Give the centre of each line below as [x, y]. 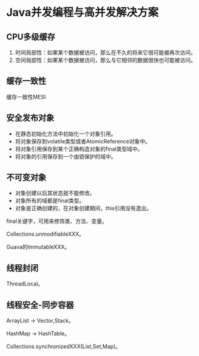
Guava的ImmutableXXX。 [38, 247]
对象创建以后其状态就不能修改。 [55, 193]
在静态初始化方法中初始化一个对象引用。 [66, 134]
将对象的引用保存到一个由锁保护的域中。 [66, 156]
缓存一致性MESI [26, 97]
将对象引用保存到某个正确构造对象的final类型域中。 [79, 149]
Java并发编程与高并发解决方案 [83, 12]
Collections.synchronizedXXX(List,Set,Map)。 [64, 346]
